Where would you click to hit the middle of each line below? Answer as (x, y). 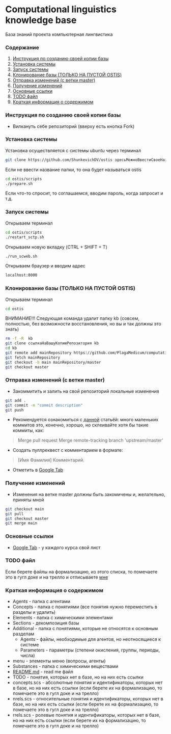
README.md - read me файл (43, 672)
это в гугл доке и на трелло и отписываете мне (57, 577)
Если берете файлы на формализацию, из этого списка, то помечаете (81, 572)
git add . (16, 400)
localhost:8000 (21, 275)
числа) (27, 656)
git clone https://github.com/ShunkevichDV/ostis (59, 160)
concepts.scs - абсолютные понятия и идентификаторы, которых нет (88, 683)
